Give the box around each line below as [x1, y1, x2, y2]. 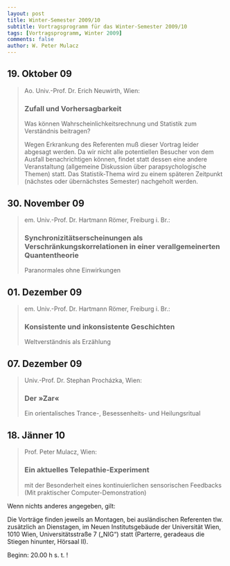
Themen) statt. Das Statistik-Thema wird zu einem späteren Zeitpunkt [24, 170, 223, 178]
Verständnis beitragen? [24, 127, 91, 135]
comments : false [7, 36, 54, 43]
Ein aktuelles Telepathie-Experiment [24, 465, 150, 475]
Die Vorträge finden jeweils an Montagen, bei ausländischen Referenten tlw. [7, 515, 223, 524]
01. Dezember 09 [7, 286, 82, 298]
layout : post [7, 10, 45, 17]
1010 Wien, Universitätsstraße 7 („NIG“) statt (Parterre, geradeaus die [7, 530, 205, 538]
